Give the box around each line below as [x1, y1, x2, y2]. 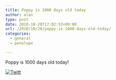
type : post [5, 17, 29, 22]
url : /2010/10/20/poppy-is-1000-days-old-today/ [5, 26, 111, 32]
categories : [5, 31, 31, 36]
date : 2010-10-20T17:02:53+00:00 [5, 21, 77, 27]
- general [10, 36, 31, 41]
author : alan [5, 12, 33, 17]
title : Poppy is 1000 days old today [5, 7, 86, 13]
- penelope [10, 41, 33, 46]
